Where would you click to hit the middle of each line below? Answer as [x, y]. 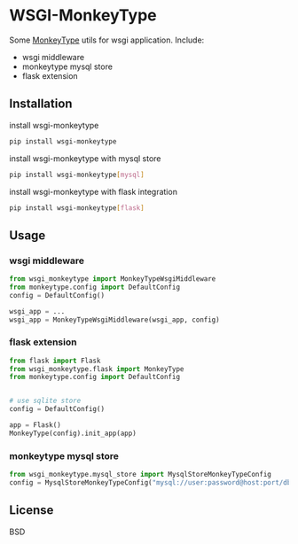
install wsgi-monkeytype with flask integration [93, 191]
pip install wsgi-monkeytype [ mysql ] [77, 175]
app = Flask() [35, 425]
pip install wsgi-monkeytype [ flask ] [77, 208]
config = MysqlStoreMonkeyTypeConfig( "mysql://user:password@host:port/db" [152, 483]
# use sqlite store [45, 401]
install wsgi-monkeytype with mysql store [85, 158]
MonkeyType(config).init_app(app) [73, 433]
